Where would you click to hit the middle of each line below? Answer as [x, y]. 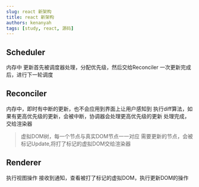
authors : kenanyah [29, 23]
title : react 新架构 [30, 17]
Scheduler [26, 52]
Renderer [24, 163]
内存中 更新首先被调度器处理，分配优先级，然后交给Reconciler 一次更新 [94, 67]
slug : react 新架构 [29, 12]
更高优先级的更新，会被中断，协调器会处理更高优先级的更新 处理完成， [103, 116]
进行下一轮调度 [35, 75]
